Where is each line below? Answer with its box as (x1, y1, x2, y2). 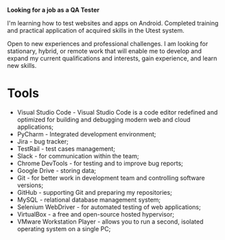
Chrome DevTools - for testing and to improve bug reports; (16, 159, 184, 167)
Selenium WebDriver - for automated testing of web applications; (16, 202, 201, 211)
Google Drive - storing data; (16, 166, 97, 174)
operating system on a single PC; (16, 224, 111, 232)
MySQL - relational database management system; (16, 195, 161, 204)
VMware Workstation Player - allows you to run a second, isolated (16, 217, 204, 226)
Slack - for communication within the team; (16, 152, 139, 160)
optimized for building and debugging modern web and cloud (16, 115, 191, 123)
